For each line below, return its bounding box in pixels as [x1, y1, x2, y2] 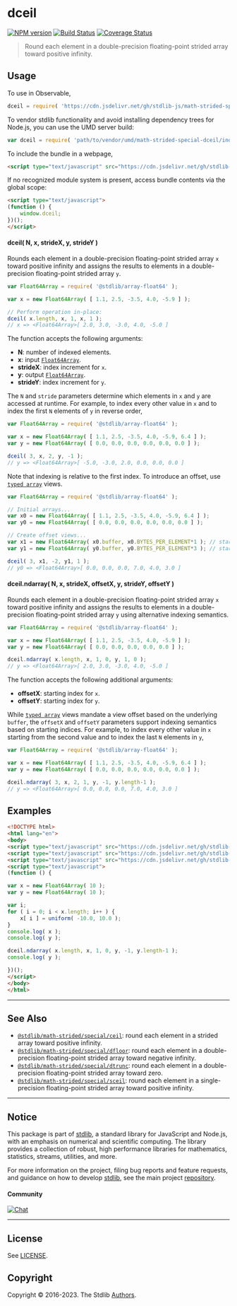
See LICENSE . [7, 1252, 48, 1260]
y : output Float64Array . [17, 371, 86, 379]
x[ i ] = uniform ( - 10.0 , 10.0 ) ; [20, 914, 121, 922]
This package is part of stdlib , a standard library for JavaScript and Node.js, [7, 1130, 228, 1138]
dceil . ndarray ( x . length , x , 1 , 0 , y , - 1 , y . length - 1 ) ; [7, 948, 178, 955]
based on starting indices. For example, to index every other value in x [7, 725, 212, 734]
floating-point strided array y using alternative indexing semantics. [35, 610, 229, 619]
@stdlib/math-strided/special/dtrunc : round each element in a [17, 1061, 202, 1070]
